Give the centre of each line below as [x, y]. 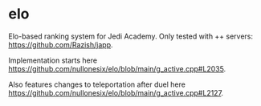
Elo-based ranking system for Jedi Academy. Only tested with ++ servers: [131, 36]
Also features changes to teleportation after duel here [97, 84]
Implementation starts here [53, 60]
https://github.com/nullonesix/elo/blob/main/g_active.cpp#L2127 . [116, 92]
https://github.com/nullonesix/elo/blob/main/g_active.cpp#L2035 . [117, 68]
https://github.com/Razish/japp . [61, 44]
